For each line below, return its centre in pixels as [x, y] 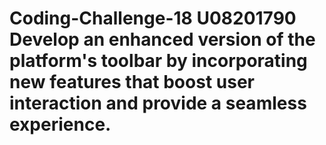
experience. [60, 124]
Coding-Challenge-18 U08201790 [153, 18]
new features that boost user [132, 82]
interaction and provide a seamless [158, 103]
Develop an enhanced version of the [162, 39]
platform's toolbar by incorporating [158, 61]
